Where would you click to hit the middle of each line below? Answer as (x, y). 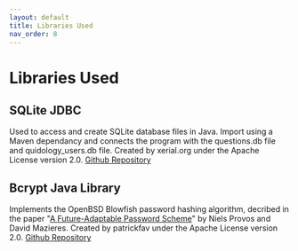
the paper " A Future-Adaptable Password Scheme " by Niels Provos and (140, 219)
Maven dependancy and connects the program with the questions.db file (142, 141)
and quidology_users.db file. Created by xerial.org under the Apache (134, 151)
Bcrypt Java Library (65, 188)
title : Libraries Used (51, 26)
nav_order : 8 (33, 34)
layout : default (39, 17)
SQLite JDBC (45, 110)
